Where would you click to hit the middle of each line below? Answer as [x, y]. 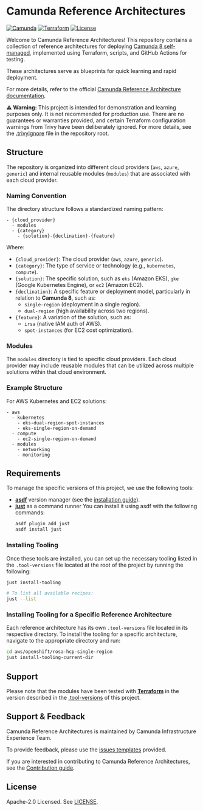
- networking [34, 449]
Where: [15, 247]
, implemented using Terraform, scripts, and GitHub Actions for [108, 52]
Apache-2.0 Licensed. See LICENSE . [52, 801]
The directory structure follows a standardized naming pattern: [85, 209]
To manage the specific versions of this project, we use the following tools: [100, 488]
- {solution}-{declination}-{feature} [66, 236]
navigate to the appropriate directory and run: [63, 641]
